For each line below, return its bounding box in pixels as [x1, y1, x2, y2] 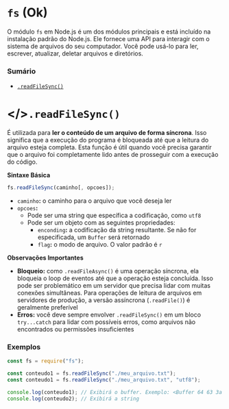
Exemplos [7, 342, 41, 351]
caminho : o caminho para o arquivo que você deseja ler [16, 197, 172, 205]
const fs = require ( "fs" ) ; [7, 358, 84, 364]
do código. [7, 158, 38, 166]
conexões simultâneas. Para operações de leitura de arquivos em [16, 289, 202, 297]
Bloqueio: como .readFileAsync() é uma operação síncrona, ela [16, 267, 199, 275]
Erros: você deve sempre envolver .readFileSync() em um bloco [16, 310, 201, 319]
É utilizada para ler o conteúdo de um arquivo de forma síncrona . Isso [7, 129, 207, 137]
